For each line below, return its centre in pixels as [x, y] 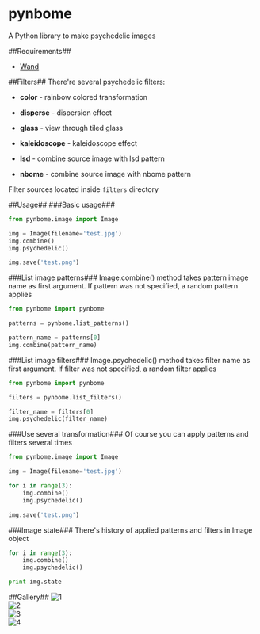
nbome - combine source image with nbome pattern [105, 174]
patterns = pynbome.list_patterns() [69, 323]
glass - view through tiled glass [71, 128]
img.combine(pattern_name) [53, 345]
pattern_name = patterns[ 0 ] [55, 338]
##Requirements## [40, 51]
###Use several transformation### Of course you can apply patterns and [128, 434]
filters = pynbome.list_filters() [65, 397]
